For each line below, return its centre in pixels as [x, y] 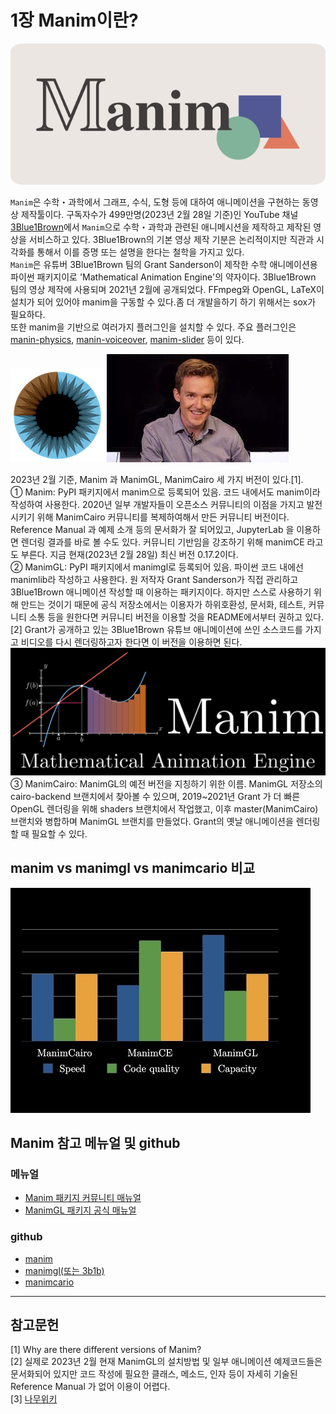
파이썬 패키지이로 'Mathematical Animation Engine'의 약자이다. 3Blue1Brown [163, 277]
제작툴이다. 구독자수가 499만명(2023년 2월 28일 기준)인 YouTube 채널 [159, 215]
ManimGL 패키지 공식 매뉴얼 [80, 1210]
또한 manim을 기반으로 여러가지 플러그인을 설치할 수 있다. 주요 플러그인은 [153, 327]
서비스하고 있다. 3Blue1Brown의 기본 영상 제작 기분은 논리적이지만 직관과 [171, 240]
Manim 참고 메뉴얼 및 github [95, 1143]
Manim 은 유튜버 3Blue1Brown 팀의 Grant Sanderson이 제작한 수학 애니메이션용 [164, 265]
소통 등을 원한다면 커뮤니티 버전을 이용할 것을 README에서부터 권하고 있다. [176, 617]
